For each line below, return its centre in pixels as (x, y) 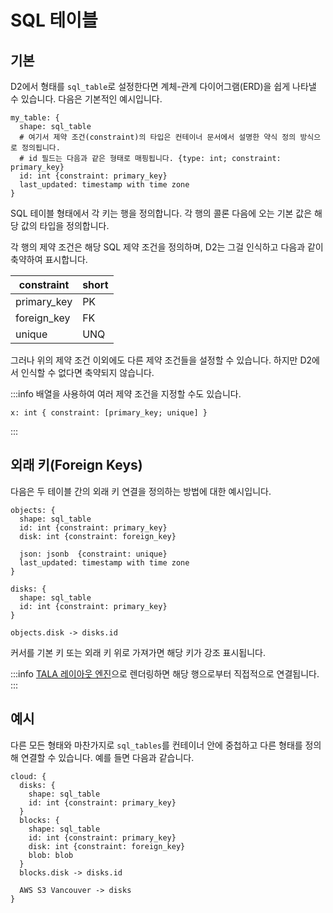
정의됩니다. (41, 148)
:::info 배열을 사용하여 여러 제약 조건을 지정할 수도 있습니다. (126, 394)
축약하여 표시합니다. (49, 259)
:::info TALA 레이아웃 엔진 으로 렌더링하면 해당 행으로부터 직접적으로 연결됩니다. (165, 673)
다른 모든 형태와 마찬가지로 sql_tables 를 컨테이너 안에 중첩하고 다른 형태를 (156, 745)
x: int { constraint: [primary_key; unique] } (109, 413)
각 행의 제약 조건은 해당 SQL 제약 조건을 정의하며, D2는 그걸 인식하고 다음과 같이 (167, 247)
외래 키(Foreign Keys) (76, 465)
